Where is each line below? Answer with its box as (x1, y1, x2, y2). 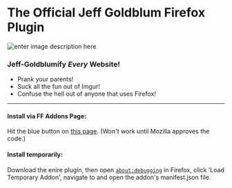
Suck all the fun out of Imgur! (17, 83, 100, 91)
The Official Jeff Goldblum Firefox (7, 5, 206, 21)
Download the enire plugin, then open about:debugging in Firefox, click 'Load (7, 165, 224, 174)
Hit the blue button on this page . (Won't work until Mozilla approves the (7, 127, 210, 136)
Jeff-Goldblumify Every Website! (7, 59, 121, 69)
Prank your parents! (17, 75, 74, 83)
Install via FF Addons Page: (7, 112, 87, 120)
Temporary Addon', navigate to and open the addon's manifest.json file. (7, 173, 211, 181)
